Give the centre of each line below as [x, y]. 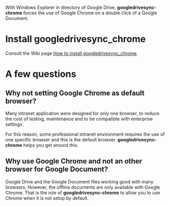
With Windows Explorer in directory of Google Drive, [61, 7]
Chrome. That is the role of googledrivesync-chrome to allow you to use [83, 193]
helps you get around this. [51, 145]
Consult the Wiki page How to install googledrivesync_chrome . [72, 53]
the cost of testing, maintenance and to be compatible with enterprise [79, 119]
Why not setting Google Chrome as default [75, 93]
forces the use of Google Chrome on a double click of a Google [90, 13]
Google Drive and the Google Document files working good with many [79, 181]
